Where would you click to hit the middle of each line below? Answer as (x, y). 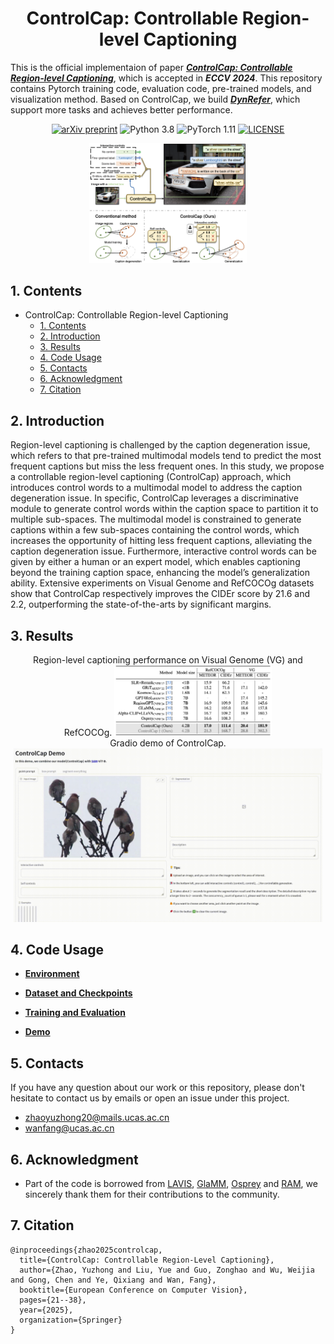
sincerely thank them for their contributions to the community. (152, 1194)
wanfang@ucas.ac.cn (69, 1128)
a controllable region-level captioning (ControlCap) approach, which (151, 477)
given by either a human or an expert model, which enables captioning (155, 562)
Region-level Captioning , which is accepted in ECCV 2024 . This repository (166, 78)
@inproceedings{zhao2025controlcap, (86, 1250)
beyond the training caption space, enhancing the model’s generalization (160, 573)
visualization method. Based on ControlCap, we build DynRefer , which (155, 99)
